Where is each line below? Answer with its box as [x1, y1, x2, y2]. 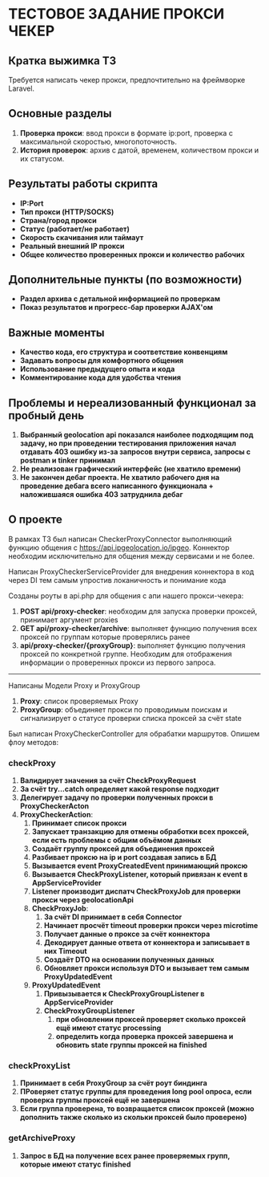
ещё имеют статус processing [55, 1023, 162, 1032]
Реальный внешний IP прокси [19, 241, 125, 250]
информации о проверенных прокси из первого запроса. [19, 658, 216, 667]
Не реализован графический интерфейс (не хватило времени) [19, 464, 242, 474]
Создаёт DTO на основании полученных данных [43, 955, 215, 964]
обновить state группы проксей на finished [55, 1041, 207, 1050]
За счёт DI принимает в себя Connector [43, 912, 183, 922]
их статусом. [19, 153, 65, 163]
